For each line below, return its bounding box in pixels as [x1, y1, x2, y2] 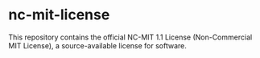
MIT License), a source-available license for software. [8, 40, 188, 50]
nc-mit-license [8, 6, 110, 24]
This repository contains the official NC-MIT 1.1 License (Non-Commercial [8, 32, 253, 42]
